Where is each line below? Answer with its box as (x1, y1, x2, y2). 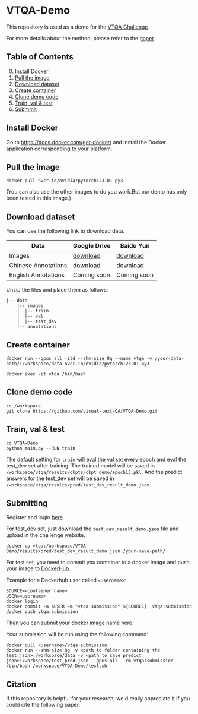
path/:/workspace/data (6, 361, 62, 367)
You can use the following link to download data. (6, 228, 124, 235)
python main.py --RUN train (6, 445, 76, 451)
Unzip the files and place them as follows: (6, 286, 108, 293)
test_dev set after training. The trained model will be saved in (6, 462, 155, 469)
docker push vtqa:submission (6, 609, 78, 615)
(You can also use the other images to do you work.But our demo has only (6, 188, 187, 195)
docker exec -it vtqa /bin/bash (6, 371, 86, 377)
